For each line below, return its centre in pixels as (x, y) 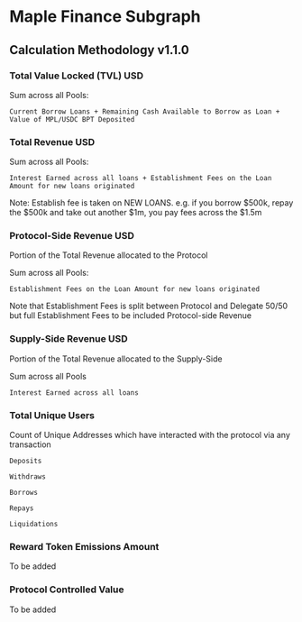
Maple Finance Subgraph (105, 17)
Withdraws (28, 477)
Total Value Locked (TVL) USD (77, 76)
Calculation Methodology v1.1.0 (99, 50)
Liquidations (34, 525)
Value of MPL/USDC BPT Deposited (72, 119)
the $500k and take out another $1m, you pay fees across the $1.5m (136, 213)
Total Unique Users (52, 415)
